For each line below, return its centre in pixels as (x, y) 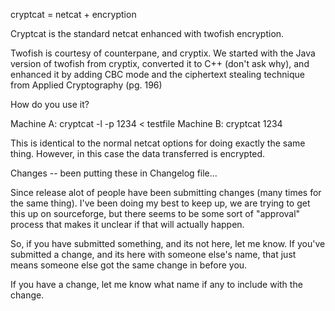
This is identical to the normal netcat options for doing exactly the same (158, 143)
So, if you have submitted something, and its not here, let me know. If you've (168, 243)
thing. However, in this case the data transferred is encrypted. (138, 153)
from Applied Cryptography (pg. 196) (86, 85)
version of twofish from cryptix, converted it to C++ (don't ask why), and (160, 63)
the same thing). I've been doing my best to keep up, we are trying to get (160, 203)
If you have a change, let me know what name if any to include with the (156, 284)
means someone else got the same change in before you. (129, 265)
